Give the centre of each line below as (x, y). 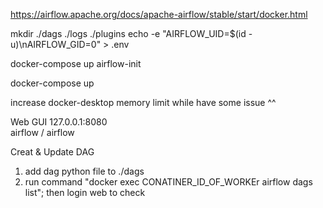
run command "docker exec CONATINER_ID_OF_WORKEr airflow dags (168, 182)
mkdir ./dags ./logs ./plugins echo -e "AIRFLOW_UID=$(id (128, 33)
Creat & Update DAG (52, 152)
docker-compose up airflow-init (76, 63)
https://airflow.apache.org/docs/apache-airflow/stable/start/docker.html (159, 14)
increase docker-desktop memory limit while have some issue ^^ (143, 102)
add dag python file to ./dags (84, 171)
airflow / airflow (42, 132)
